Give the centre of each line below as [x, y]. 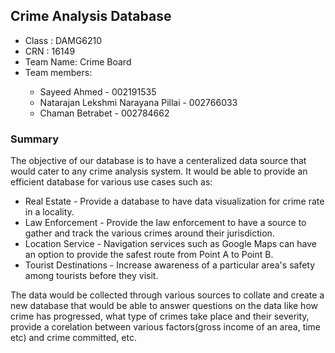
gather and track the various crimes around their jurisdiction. [149, 233]
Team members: [58, 72]
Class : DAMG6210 [63, 40]
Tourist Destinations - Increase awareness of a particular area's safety [170, 265]
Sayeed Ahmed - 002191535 [98, 91]
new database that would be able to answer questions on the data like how [164, 306]
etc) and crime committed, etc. [73, 338]
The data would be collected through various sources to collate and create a [167, 295]
